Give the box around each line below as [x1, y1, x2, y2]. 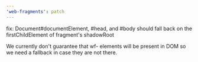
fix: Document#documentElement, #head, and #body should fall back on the [6, 25, 193, 32]
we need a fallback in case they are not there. [6, 48, 118, 56]
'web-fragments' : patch [6, 8, 65, 15]
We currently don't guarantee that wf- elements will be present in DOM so [6, 43, 186, 50]
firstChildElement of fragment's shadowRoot [6, 31, 114, 38]
